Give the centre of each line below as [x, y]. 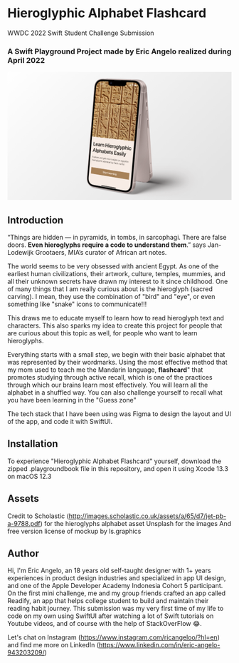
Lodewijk [21, 252]
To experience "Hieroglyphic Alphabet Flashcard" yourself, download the [115, 461]
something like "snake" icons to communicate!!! [77, 304]
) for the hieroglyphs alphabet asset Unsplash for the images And [136, 523]
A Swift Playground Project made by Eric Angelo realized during [119, 51]
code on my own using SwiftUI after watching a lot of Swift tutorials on [111, 616]
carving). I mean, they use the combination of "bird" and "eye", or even [111, 296]
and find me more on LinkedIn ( [53, 645]
